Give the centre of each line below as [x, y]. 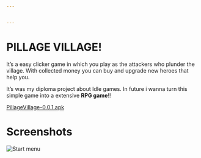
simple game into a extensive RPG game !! [59, 95]
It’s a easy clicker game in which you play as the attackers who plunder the [101, 64]
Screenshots [39, 131]
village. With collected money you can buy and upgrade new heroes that [97, 70]
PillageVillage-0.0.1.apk [35, 107]
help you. [18, 77]
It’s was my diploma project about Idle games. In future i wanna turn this [97, 88]
